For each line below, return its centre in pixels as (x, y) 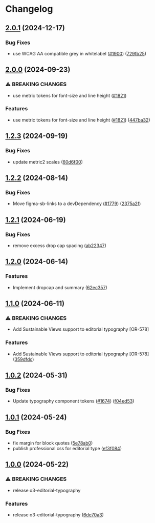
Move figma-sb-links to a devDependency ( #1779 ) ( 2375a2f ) (77, 204)
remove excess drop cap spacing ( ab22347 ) (59, 245)
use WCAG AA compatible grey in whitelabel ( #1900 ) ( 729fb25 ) (80, 53)
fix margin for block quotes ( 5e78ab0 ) (53, 443)
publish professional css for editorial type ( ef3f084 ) (67, 448)
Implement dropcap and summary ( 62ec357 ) (60, 287)
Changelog (29, 9)
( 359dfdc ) (23, 359)
